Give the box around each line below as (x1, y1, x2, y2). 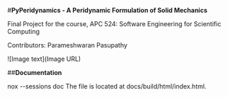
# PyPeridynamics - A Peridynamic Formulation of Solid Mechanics (7, 6, 207, 14)
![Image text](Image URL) (7, 55, 81, 63)
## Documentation (7, 69, 62, 76)
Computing (7, 28, 40, 35)
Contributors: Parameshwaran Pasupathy (7, 41, 127, 49)
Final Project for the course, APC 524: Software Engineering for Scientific (7, 20, 222, 28)
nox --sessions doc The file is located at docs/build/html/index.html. (7, 82, 207, 91)
